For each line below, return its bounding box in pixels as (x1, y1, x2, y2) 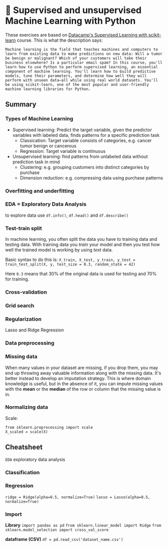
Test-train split (5, 225, 42, 232)
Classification (5, 469, 40, 476)
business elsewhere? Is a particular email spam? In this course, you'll (5, 60, 163, 65)
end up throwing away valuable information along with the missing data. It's (5, 370, 161, 376)
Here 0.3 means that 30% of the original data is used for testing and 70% (5, 271, 157, 277)
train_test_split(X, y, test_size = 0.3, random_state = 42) (5, 262, 136, 267)
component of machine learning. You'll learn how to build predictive (5, 69, 156, 74)
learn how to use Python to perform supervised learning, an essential (5, 64, 158, 69)
